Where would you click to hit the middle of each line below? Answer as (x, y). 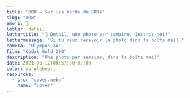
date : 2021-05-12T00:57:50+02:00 (49, 63)
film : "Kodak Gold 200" (37, 52)
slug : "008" (21, 18)
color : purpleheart (31, 68)
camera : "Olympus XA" (34, 46)
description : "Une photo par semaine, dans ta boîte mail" (83, 57)
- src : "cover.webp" (38, 80)
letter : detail (26, 29)
